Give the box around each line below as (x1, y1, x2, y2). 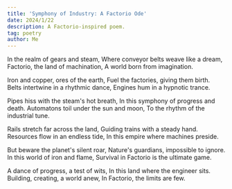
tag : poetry (7, 29, 42, 37)
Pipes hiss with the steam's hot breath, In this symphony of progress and (7, 97, 215, 105)
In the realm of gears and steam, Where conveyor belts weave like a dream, (7, 55, 223, 63)
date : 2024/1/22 (7, 17, 54, 24)
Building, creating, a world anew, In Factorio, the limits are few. (7, 174, 186, 183)
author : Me (7, 36, 39, 43)
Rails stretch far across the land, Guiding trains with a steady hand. (7, 125, 199, 133)
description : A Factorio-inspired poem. (7, 23, 126, 30)
